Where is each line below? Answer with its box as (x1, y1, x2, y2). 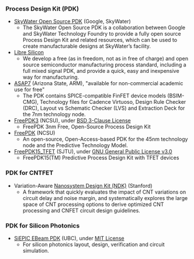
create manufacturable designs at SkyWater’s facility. (22, 43, 151, 50)
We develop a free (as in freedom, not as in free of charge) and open (22, 55, 189, 62)
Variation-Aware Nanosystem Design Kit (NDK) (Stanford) (13, 182, 153, 189)
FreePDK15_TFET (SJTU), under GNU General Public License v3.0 (13, 148, 173, 155)
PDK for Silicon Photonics (5, 221, 80, 229)
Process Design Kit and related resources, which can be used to (22, 37, 178, 44)
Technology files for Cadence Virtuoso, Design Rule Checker (39, 99, 186, 106)
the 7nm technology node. (22, 111, 86, 118)
